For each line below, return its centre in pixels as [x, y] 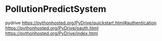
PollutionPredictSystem [56, 9]
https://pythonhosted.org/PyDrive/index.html [52, 33]
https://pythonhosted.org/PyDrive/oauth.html [52, 28]
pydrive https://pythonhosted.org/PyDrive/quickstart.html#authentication [81, 23]
